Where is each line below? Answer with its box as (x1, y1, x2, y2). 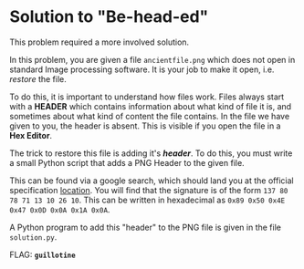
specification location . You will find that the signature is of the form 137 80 (9, 184, 288, 195)
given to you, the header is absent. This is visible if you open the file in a (9, 120, 281, 131)
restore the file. (9, 73, 67, 84)
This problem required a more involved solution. (9, 36, 190, 47)
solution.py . (9, 231, 58, 243)
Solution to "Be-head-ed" (9, 6, 209, 27)
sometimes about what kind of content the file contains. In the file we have (9, 110, 290, 121)
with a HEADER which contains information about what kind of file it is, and (9, 100, 292, 111)
